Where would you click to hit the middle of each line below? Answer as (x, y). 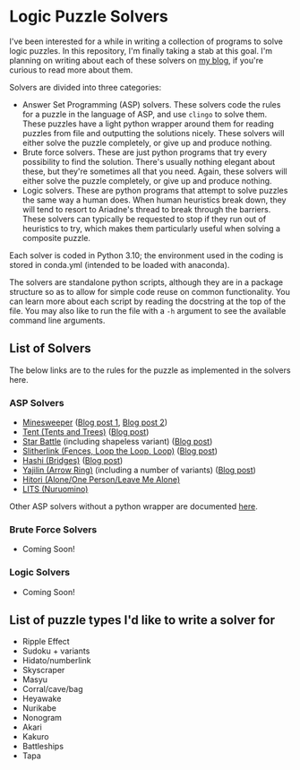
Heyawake (42, 699)
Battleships (43, 747)
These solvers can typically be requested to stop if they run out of (144, 219)
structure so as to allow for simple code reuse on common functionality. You (150, 291)
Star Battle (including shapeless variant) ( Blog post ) (117, 442)
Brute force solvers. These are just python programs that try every (144, 152)
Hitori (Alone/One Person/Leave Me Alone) (101, 480)
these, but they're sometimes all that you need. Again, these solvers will (155, 171)
